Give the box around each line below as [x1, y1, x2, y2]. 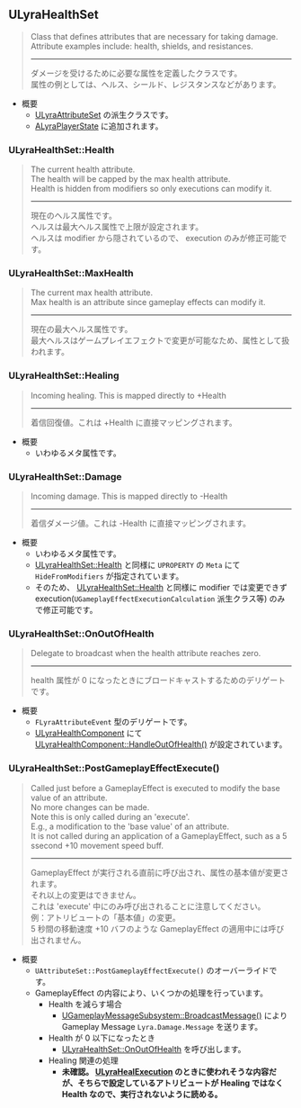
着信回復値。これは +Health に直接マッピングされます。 [30, 417, 237, 428]
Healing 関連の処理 [48, 1055, 119, 1066]
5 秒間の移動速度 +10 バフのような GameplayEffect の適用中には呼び [30, 923, 285, 934]
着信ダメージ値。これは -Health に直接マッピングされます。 [30, 518, 252, 528]
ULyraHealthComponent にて [34, 728, 143, 739]
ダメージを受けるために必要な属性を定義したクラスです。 [30, 68, 243, 78]
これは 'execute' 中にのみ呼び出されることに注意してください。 [30, 900, 266, 912]
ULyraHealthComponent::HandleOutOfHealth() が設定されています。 [34, 739, 288, 750]
